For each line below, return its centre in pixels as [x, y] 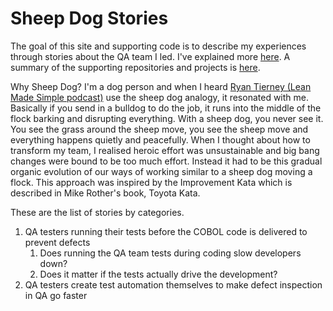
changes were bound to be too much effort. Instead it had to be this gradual [166, 161]
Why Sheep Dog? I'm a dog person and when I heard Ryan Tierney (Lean [161, 86]
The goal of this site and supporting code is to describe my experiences [158, 46]
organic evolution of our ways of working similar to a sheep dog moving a [161, 171]
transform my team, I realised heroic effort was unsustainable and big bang [165, 150]
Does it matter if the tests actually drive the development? [158, 274]
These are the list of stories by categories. [97, 212]
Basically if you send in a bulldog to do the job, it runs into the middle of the [166, 108]
